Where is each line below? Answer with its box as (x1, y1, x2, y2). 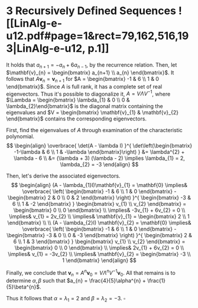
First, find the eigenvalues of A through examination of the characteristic (6, 127, 183, 134)
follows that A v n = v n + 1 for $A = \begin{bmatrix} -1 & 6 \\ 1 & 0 (6, 75, 160, 84)
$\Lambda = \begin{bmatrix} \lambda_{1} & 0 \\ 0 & (6, 96, 130, 104)
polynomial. (6, 133, 34, 140)
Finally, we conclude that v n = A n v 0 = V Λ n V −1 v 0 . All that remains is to (6, 268, 176, 278)
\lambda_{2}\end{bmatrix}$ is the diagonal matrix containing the (6, 103, 164, 110)
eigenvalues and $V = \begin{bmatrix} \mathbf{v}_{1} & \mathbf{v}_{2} (6, 109, 179, 116)
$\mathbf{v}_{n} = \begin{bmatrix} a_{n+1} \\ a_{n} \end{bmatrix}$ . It (6, 69, 174, 76)
